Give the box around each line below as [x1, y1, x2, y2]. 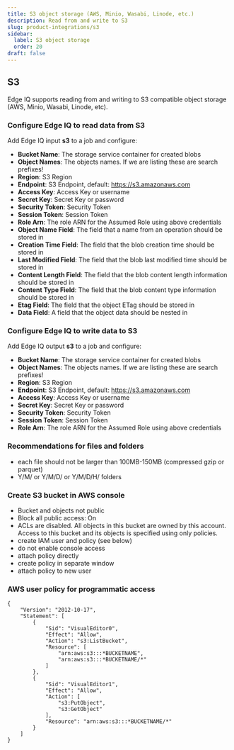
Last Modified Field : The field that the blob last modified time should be [17, 255, 228, 264]
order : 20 [13, 43, 42, 50]
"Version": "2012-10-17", [20, 607, 97, 614]
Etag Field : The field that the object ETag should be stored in [17, 301, 195, 309]
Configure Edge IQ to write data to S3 [7, 325, 138, 335]
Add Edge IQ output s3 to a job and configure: [7, 342, 142, 351]
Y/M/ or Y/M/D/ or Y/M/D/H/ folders [17, 472, 122, 481]
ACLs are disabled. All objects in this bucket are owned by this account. [17, 521, 226, 530]
